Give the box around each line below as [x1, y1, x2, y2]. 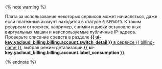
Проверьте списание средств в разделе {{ [5, 34, 94, 40]
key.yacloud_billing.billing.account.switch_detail [5, 39, 108, 45]
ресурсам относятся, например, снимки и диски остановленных [5, 24, 141, 30]
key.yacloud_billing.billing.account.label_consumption [5, 50, 120, 55]
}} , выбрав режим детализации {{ [17, 45, 88, 50]
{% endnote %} [5, 59, 37, 65]
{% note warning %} [5, 4, 46, 10]
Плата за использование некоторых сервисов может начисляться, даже [5, 14, 158, 19]
